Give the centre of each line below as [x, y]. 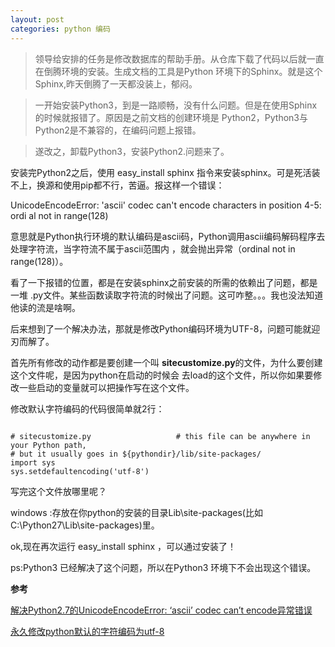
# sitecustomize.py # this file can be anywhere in [160, 436]
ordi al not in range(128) [59, 215]
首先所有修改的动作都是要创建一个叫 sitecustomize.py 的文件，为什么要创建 [166, 362]
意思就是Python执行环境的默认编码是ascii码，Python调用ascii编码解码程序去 [168, 236]
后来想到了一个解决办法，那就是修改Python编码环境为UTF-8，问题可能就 [161, 328]
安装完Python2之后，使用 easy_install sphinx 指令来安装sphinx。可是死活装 [165, 172]
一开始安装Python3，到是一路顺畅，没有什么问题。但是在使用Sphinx [176, 105]
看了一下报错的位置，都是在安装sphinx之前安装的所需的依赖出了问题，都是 [164, 282]
